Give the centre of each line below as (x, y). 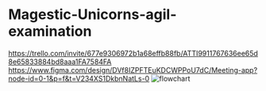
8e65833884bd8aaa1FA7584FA (60, 62)
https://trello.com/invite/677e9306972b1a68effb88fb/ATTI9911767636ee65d (133, 53)
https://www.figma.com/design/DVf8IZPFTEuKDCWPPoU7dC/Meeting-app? (133, 70)
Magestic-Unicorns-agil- (93, 15)
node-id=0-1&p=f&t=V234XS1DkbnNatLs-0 (79, 78)
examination (50, 31)
